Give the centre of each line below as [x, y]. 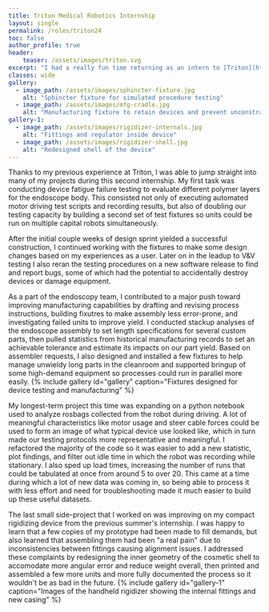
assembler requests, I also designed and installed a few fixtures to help [126, 356]
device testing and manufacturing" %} [71, 390]
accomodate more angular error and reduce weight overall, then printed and [134, 566]
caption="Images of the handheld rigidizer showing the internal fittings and [132, 591]
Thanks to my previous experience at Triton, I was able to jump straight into [132, 172]
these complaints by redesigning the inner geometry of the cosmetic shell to [134, 558]
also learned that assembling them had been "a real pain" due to [114, 540]
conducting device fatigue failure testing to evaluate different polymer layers [134, 190]
